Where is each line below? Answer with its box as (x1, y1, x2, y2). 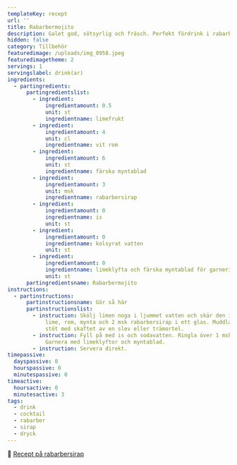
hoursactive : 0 (13, 384, 59, 392)
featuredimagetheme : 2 (7, 56, 74, 64)
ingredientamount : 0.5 (44, 102, 112, 109)
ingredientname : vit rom (44, 142, 119, 149)
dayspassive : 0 (13, 358, 59, 366)
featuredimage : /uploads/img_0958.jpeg (7, 50, 125, 57)
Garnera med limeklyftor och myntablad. (44, 338, 166, 346)
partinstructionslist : (25, 306, 93, 313)
